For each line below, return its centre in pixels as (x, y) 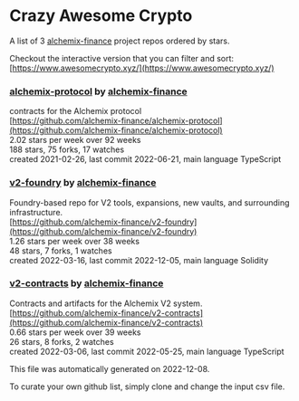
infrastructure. (36, 212)
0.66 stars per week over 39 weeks (75, 332)
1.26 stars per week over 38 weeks (75, 241)
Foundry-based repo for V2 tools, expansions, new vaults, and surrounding (149, 202)
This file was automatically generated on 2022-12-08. (110, 368)
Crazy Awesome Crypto (101, 16)
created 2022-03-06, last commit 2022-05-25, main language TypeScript (147, 351)
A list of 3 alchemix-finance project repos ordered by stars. (120, 41)
